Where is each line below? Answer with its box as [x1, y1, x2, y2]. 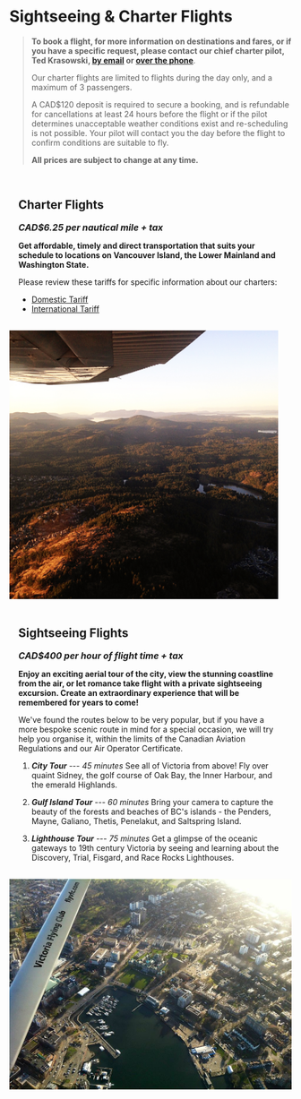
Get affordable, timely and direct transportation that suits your [18, 240, 255, 251]
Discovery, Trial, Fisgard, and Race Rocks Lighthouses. [30, 852, 235, 863]
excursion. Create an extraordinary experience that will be [18, 687, 240, 698]
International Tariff [30, 303, 100, 314]
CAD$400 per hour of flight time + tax [18, 649, 184, 662]
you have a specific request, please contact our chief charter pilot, [30, 45, 285, 56]
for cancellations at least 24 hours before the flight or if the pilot [30, 108, 268, 119]
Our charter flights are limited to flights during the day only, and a [30, 72, 273, 82]
